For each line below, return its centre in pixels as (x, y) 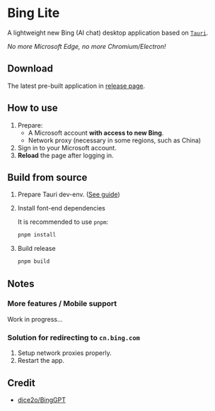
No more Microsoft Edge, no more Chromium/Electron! (87, 46)
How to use (33, 108)
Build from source (47, 178)
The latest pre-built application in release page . (76, 86)
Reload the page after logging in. (66, 155)
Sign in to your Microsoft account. (67, 147)
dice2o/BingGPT (41, 400)
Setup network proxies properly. (64, 353)
